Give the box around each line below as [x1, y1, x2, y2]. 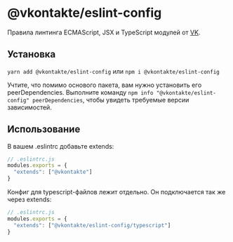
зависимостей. [7, 103, 53, 112]
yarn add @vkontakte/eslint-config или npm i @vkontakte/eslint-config [7, 67, 220, 75]
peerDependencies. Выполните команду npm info [7, 88, 154, 96]
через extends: [7, 195, 52, 204]
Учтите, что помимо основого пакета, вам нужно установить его [7, 81, 202, 89]
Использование [7, 123, 81, 135]
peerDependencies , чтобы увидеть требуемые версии [32, 95, 189, 104]
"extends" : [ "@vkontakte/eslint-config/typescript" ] [13, 222, 171, 229]
